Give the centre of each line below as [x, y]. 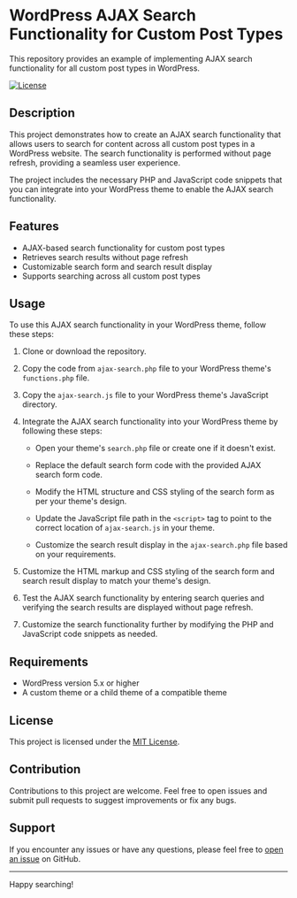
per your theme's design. [81, 502]
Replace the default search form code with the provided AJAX [148, 465]
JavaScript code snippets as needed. [90, 634]
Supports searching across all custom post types [111, 276]
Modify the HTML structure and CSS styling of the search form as [155, 492]
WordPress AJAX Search [103, 15]
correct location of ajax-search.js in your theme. [125, 528]
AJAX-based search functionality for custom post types [123, 248]
